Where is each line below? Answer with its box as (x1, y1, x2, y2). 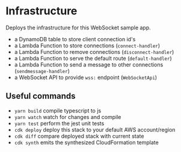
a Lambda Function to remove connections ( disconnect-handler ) (14, 48, 174, 55)
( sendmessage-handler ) (14, 67, 70, 74)
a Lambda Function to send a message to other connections (14, 61, 164, 68)
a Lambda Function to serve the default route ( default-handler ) (14, 54, 172, 62)
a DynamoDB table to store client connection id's (14, 35, 136, 42)
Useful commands (5, 91, 76, 101)
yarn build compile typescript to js (14, 107, 102, 114)
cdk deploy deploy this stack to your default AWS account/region (14, 126, 176, 133)
